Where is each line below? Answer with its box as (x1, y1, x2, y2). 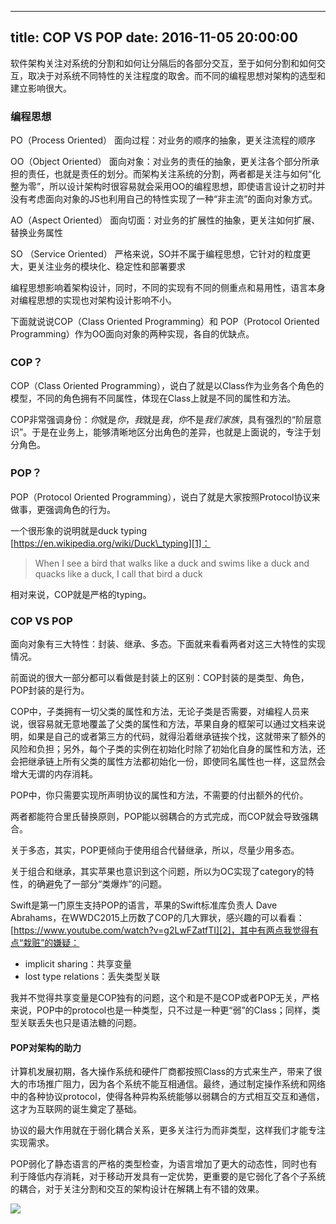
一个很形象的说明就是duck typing (10, 524, 148, 536)
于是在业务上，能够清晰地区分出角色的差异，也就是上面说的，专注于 (31, 426, 313, 438)
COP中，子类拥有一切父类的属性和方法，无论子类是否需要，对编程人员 (10, 706, 301, 717)
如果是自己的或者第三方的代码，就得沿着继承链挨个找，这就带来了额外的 (27, 731, 326, 742)
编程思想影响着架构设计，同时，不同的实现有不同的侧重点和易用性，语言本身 (10, 282, 326, 294)
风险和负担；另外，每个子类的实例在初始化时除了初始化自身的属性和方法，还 (10, 743, 326, 755)
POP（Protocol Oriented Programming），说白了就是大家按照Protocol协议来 (10, 491, 321, 503)
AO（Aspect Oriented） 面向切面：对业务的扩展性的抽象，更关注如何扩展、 (10, 214, 321, 226)
